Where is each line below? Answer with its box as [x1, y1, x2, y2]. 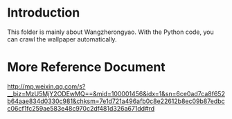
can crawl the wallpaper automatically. [7, 35, 117, 43]
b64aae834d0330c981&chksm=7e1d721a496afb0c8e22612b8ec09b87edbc [7, 97, 225, 105]
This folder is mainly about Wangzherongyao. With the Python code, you [7, 28, 214, 36]
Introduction [7, 5, 80, 21]
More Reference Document [7, 59, 166, 75]
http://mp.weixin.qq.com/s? [7, 82, 86, 91]
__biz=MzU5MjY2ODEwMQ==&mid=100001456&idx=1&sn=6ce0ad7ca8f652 [7, 89, 225, 98]
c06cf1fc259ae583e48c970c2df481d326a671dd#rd [7, 104, 155, 112]
